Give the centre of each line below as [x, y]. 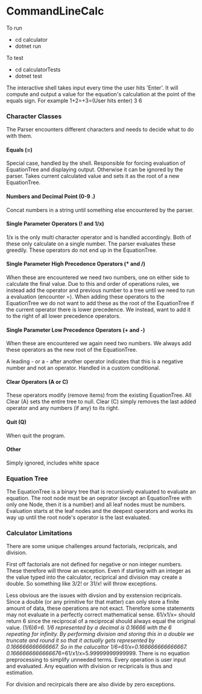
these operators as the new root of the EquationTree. [72, 350]
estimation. [20, 673]
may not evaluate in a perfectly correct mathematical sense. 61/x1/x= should [101, 615]
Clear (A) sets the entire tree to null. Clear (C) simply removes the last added [101, 402]
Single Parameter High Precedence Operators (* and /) [76, 264]
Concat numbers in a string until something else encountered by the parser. [100, 210]
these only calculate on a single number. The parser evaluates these [91, 243]
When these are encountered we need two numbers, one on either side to [98, 277]
